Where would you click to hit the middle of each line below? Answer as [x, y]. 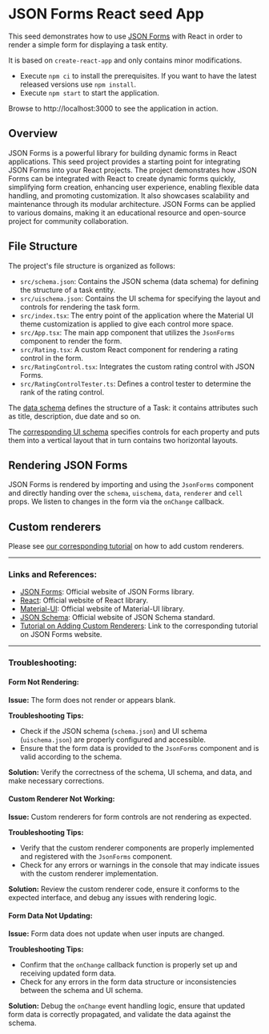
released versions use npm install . [78, 84]
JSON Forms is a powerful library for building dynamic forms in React [123, 152]
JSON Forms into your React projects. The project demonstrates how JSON [133, 170]
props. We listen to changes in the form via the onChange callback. [116, 501]
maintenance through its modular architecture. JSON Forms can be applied [132, 204]
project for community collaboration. [68, 221]
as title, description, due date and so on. [75, 416]
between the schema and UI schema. [81, 991]
